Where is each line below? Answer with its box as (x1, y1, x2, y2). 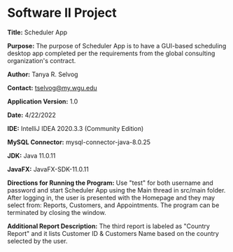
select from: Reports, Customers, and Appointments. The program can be (7, 201, 220, 209)
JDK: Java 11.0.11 (7, 151, 56, 160)
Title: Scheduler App (7, 28, 68, 36)
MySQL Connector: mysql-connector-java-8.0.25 (7, 138, 151, 146)
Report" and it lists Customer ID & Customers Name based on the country (7, 229, 219, 237)
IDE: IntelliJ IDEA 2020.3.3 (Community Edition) (7, 124, 144, 132)
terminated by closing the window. (7, 208, 106, 216)
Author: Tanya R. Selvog (7, 70, 78, 78)
